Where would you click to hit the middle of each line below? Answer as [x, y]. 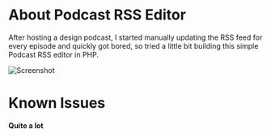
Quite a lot [26, 125]
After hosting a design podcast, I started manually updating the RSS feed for [135, 37]
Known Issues [57, 103]
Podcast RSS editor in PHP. [54, 54]
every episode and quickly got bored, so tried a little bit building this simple [133, 45]
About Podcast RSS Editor [97, 15]
